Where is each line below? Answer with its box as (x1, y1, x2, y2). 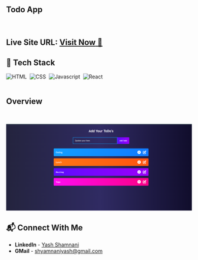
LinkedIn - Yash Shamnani (14, 241, 80, 248)
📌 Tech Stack (6, 57, 55, 67)
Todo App (6, 5, 43, 15)
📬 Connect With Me (6, 222, 83, 232)
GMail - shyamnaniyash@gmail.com (14, 248, 103, 255)
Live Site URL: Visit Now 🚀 (6, 38, 103, 48)
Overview (6, 97, 43, 107)
